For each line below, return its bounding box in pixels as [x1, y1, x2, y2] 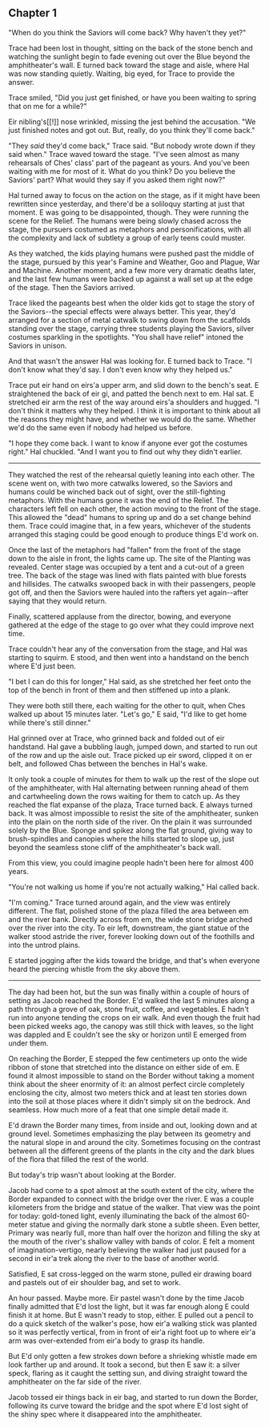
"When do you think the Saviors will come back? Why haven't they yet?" [8, 27, 247, 37]
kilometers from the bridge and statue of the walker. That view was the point [8, 1202, 260, 1212]
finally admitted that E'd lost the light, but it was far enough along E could [8, 1301, 250, 1311]
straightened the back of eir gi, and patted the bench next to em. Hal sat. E [8, 389, 255, 398]
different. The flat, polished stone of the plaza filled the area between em [8, 905, 250, 916]
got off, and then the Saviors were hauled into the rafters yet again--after [8, 587, 249, 597]
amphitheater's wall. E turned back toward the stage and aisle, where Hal [8, 60, 250, 70]
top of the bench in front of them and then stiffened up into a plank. [8, 685, 231, 695]
